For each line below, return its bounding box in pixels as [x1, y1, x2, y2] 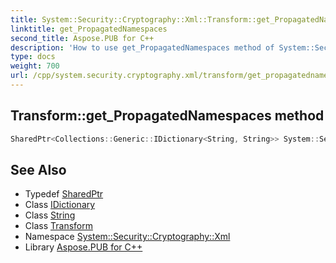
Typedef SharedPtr [24, 188, 104, 200]
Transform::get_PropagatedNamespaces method [10, 107, 325, 125]
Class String [24, 209, 76, 221]
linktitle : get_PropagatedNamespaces [10, 24, 168, 34]
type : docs [10, 52, 56, 62]
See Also [10, 161, 67, 178]
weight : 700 [10, 61, 60, 71]
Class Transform [24, 220, 93, 232]
